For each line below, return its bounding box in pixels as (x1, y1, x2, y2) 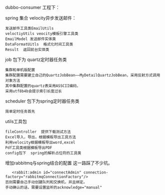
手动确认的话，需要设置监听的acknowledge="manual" (5, 185, 102, 190)
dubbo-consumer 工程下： (5, 4, 60, 10)
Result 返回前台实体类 (5, 47, 49, 52)
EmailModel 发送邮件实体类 (5, 36, 56, 41)
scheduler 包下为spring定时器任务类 (5, 98, 80, 104)
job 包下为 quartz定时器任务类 (5, 56, 67, 62)
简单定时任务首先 (5, 109, 35, 114)
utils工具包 (5, 118, 27, 124)
